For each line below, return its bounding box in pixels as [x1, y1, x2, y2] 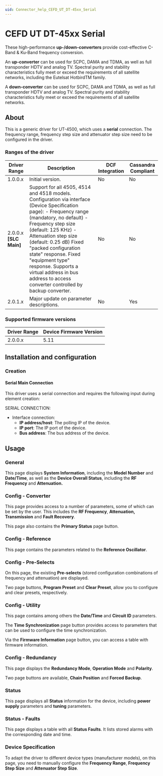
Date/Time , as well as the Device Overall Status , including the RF [5, 475, 137, 481]
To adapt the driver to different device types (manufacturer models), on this [5, 755, 156, 760]
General [5, 459, 24, 466]
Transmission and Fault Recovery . [5, 514, 75, 520]
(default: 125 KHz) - [29, 226, 77, 233]
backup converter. [29, 287, 71, 294]
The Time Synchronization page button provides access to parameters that [5, 622, 157, 628]
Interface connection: [12, 415, 55, 420]
